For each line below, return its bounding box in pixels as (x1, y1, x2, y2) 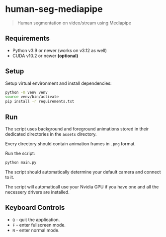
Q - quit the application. (12, 217, 60, 223)
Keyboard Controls (5, 203, 65, 212)
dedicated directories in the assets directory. (5, 131, 97, 137)
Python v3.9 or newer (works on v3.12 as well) (12, 47, 107, 53)
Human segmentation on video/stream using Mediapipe (17, 20, 132, 26)
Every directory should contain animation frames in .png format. (5, 141, 136, 147)
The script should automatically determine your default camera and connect (5, 169, 161, 175)
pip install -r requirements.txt (5, 99, 75, 104)
